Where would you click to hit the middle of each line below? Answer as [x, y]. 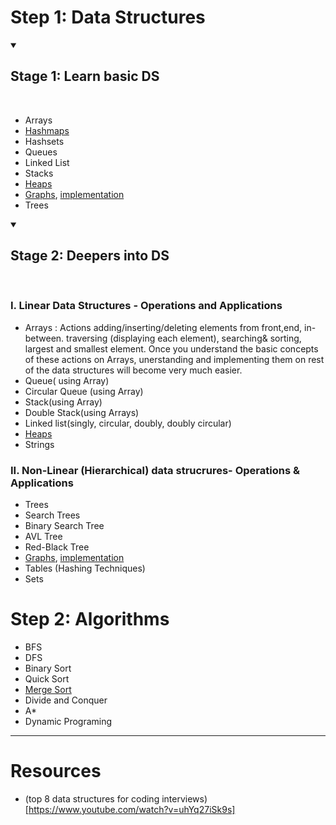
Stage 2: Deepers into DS [90, 256]
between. [44, 338]
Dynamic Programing [68, 722]
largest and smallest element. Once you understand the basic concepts [171, 348]
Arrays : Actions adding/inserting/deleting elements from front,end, [163, 327]
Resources [56, 771]
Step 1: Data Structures [108, 17]
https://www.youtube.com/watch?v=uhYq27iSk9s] [132, 810]
